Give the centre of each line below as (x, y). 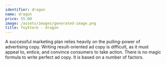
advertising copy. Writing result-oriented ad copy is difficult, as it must (77, 47)
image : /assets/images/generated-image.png (51, 23)
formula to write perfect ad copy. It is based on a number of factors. (74, 57)
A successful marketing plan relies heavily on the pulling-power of (73, 42)
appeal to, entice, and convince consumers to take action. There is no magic (83, 52)
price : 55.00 (19, 19)
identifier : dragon (25, 10)
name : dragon (19, 14)
